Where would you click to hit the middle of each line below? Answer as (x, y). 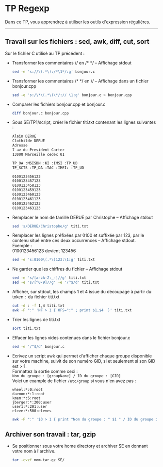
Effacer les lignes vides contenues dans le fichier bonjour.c (71, 338)
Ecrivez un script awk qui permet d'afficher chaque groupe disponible (82, 356)
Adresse (20, 145)
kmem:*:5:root (26, 398)
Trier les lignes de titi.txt (36, 319)
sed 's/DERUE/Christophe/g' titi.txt (50, 226)
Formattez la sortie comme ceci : (45, 371)
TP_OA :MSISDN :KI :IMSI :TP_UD (45, 163)
